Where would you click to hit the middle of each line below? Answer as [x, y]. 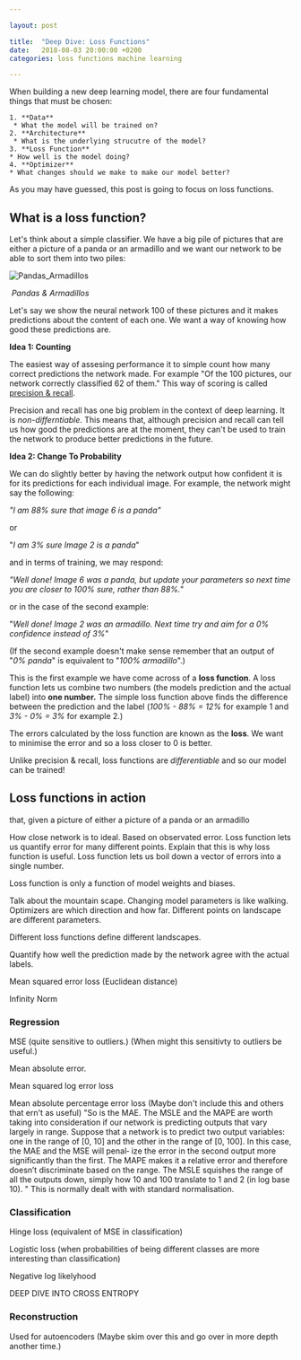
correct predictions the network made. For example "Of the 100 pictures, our [150, 374]
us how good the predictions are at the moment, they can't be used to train [147, 430]
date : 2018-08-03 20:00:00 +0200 [76, 50]
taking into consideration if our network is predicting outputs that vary [138, 1122]
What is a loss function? [78, 218]
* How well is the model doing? [69, 157]
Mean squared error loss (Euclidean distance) [94, 981]
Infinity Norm [34, 998]
